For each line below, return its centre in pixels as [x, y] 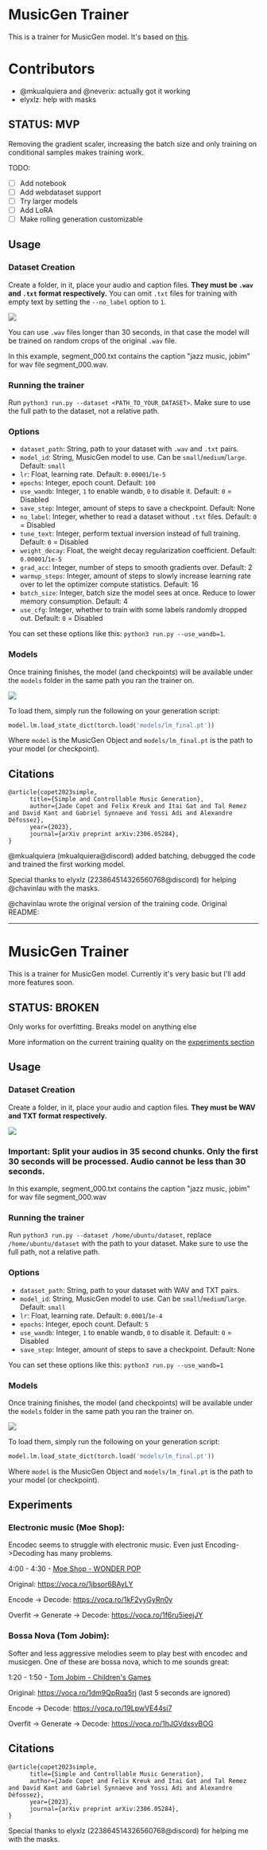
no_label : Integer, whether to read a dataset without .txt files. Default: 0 [138, 517]
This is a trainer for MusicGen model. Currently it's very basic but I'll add [127, 974]
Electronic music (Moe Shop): [67, 1528]
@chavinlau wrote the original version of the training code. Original [118, 904]
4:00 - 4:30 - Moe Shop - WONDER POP [75, 1569]
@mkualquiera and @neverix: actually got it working [105, 91]
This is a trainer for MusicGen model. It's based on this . [99, 37]
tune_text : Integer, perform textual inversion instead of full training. [130, 534]
